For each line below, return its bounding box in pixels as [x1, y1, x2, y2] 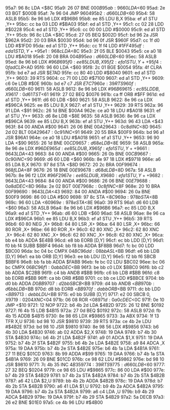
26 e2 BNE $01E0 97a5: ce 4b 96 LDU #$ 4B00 [5, 399, 103, 405]
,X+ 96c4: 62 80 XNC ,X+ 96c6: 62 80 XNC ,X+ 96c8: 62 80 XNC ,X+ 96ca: [5, 232, 164, 238]
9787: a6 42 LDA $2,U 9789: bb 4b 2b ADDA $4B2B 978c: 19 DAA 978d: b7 [5, 378, 163, 384]
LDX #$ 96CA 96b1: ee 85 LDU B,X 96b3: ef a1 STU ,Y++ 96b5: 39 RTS [5, 216, 153, 221]
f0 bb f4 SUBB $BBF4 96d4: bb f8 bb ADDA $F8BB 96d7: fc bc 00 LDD [5, 243, 154, 249]
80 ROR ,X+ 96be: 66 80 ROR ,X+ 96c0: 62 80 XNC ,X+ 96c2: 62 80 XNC [5, 226, 159, 232]
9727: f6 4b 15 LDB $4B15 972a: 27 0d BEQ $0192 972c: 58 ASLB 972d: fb [5, 308, 161, 313]
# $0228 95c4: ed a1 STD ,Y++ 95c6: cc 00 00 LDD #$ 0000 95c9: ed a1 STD [5, 26, 165, 33]
